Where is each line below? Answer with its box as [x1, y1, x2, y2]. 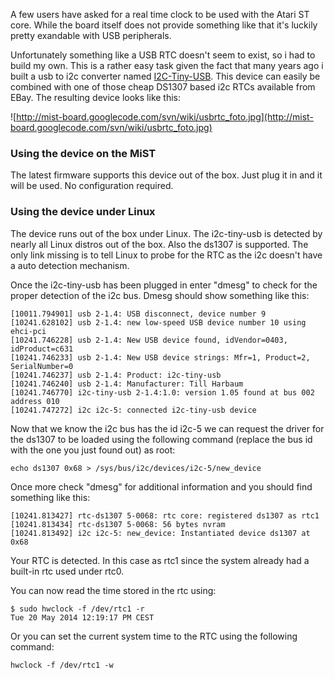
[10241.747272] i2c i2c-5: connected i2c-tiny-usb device [10, 405, 257, 415]
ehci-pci [10, 326, 47, 336]
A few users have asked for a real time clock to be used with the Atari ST [10, 9, 310, 20]
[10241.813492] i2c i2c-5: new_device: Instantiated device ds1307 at [10, 528, 311, 538]
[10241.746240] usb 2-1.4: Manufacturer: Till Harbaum [10, 379, 244, 389]
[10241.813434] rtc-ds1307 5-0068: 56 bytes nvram [10, 519, 226, 529]
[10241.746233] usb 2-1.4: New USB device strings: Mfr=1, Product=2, [10, 352, 311, 363]
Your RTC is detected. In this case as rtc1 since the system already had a [10, 554, 310, 566]
